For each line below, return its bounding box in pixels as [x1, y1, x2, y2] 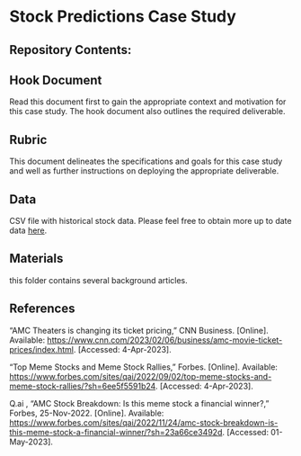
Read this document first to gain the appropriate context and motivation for [9, 96, 287, 107]
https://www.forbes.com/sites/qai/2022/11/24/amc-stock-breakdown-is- [9, 416, 279, 428]
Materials [9, 251, 64, 266]
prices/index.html [9, 344, 75, 354]
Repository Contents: [9, 42, 132, 58]
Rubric [9, 132, 48, 148]
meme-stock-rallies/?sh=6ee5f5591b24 [9, 380, 155, 391]
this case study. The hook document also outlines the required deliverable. [9, 106, 286, 117]
